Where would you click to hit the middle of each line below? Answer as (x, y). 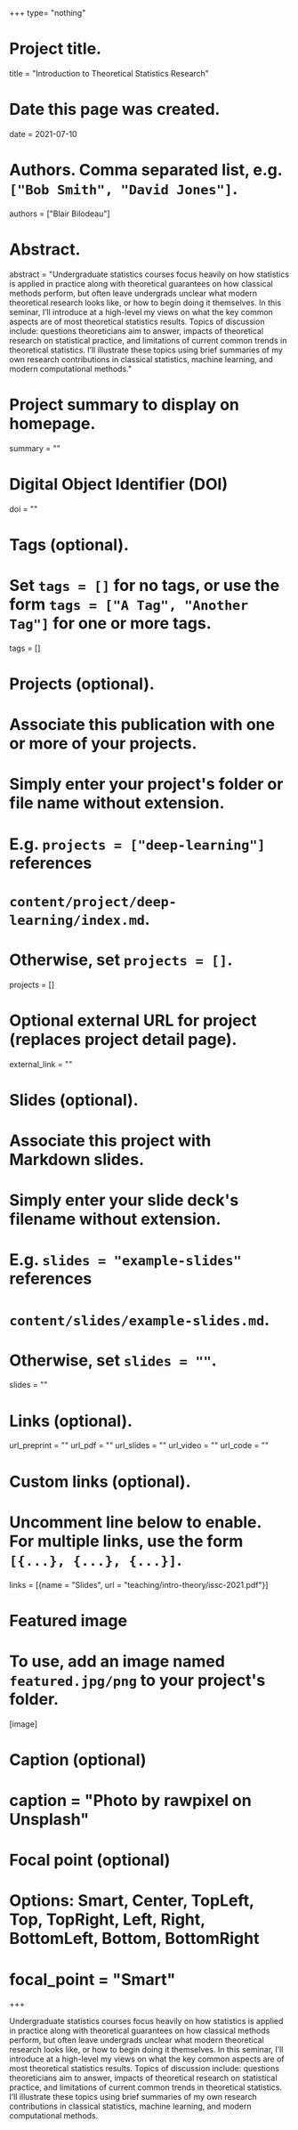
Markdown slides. (77, 1159)
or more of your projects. (103, 744)
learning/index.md (77, 920)
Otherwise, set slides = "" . (113, 1360)
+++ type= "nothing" (48, 13)
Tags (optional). (69, 544)
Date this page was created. (115, 109)
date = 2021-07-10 (43, 134)
